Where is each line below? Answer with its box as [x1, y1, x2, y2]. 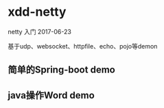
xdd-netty [8, 4, 67, 20]
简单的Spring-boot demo [8, 64, 115, 76]
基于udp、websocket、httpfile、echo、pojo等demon [8, 42, 158, 50]
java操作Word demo [8, 90, 95, 101]
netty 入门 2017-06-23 [8, 27, 71, 36]
